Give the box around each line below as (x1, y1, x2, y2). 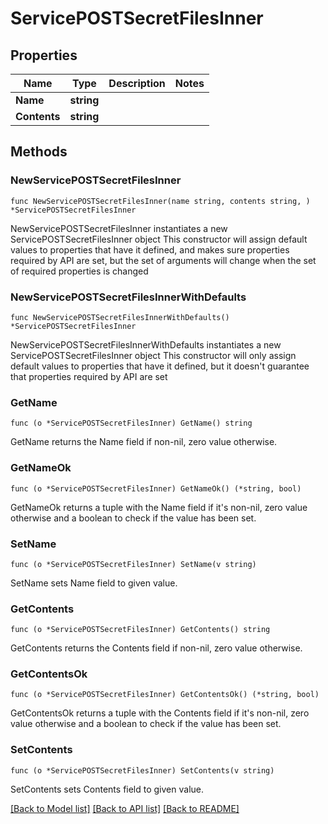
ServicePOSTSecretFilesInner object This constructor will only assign (10, 349, 297, 361)
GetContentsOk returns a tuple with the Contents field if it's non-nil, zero (10, 707, 310, 719)
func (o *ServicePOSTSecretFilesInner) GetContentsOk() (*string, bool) (10, 690, 320, 700)
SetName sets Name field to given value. (10, 577, 178, 589)
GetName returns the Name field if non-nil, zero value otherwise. (10, 436, 278, 448)
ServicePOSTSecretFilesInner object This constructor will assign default (10, 233, 308, 245)
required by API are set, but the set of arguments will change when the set (10, 254, 317, 266)
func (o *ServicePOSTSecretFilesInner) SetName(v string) (10, 559, 257, 569)
